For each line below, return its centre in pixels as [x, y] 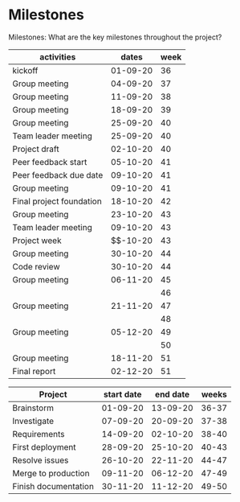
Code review [36, 266]
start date [122, 394]
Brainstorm [33, 408]
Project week [37, 241]
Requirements [39, 434]
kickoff [25, 70]
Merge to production [51, 473]
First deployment [44, 446]
